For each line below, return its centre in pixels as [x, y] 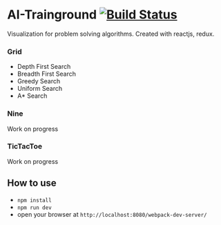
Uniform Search [40, 89]
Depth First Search [44, 67]
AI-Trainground [52, 15]
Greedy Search [39, 81]
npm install [34, 200]
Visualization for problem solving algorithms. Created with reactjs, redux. [111, 34]
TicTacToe [25, 147]
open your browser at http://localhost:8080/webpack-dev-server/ [112, 214]
